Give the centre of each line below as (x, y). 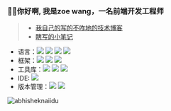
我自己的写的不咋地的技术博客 (79, 28)
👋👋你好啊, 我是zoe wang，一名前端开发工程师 (86, 11)
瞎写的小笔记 (54, 37)
